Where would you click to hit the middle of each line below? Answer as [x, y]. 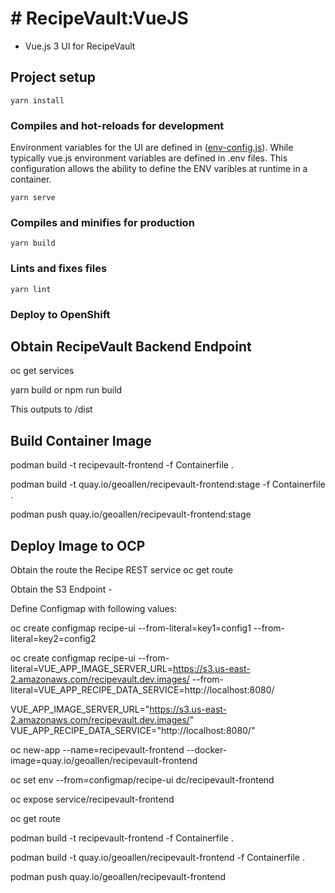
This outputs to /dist [51, 409]
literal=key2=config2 [53, 638]
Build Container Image [81, 440]
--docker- [207, 750]
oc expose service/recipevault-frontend [92, 799]
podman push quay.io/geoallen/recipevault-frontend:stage [131, 514]
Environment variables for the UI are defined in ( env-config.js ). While [152, 148]
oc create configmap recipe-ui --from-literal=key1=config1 [131, 628]
